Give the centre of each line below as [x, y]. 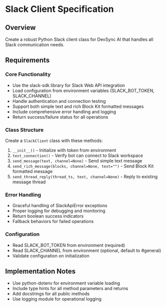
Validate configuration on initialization [51, 256]
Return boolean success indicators [48, 216]
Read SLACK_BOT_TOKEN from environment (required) [69, 245]
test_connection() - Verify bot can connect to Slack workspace [78, 155]
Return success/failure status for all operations [60, 117]
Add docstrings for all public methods [51, 294]
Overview [21, 28]
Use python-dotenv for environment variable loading [66, 283]
